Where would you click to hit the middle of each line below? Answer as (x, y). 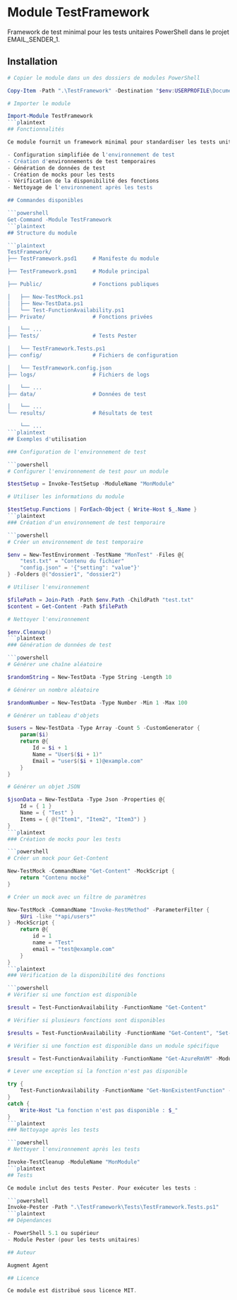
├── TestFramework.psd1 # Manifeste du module (83, 259)
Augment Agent (28, 1265)
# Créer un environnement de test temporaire (75, 542)
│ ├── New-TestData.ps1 (45, 303)
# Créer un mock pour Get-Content (58, 858)
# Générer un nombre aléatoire (53, 690)
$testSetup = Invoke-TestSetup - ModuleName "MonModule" (91, 484)
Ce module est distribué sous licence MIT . (72, 1291)
